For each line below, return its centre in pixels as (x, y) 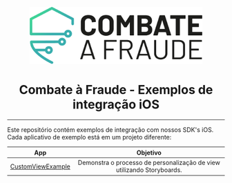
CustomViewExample (40, 166)
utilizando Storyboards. (149, 170)
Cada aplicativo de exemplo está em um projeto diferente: (89, 137)
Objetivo (149, 153)
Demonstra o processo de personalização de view (149, 163)
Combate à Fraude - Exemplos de (116, 89)
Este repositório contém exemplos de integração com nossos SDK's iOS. (110, 130)
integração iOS (116, 104)
